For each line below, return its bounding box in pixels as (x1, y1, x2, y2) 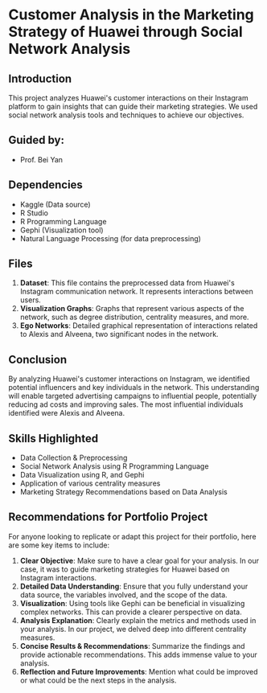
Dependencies (8, 178, 83, 192)
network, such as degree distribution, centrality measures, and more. (19, 312, 249, 322)
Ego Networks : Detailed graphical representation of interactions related (19, 321, 258, 330)
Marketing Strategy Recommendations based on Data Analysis (19, 487, 228, 497)
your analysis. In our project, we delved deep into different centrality (19, 624, 247, 634)
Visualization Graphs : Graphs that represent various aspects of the (19, 304, 244, 314)
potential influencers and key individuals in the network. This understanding (8, 383, 260, 392)
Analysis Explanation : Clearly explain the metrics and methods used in (19, 615, 257, 625)
